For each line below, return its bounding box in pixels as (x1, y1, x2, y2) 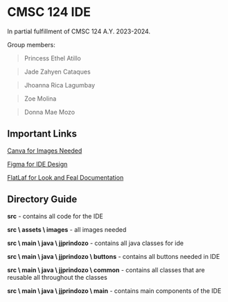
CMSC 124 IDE (7, 4, 91, 20)
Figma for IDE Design (7, 160, 68, 168)
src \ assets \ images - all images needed (7, 225, 127, 233)
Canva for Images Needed (7, 146, 82, 155)
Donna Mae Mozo (24, 108, 76, 116)
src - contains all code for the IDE (7, 212, 104, 220)
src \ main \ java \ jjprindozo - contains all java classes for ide (7, 239, 184, 247)
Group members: (7, 40, 55, 49)
